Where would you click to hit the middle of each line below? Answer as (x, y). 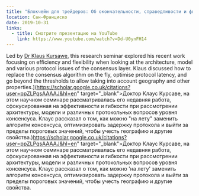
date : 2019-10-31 (28, 22)
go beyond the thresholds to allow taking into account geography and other (98, 81)
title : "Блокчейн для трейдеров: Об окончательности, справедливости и (96, 12)
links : (14, 28)
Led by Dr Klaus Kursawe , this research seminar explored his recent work (96, 56)
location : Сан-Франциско (37, 17)
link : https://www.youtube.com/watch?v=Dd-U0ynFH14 (82, 39)
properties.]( (21, 87)
